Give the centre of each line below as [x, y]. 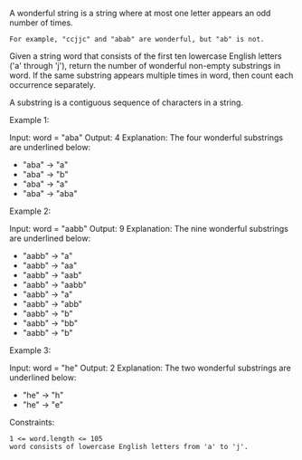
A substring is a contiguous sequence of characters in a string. [127, 102]
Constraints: [32, 422]
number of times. [42, 23]
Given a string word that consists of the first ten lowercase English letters [146, 56]
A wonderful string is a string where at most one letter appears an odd [140, 13]
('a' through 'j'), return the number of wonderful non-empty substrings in [145, 66]
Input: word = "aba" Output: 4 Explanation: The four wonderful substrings [146, 138]
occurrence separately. [53, 85]
